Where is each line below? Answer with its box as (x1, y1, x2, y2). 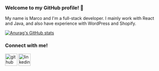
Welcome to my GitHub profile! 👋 (5, 4, 84, 11)
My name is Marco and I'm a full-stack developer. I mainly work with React (5, 16, 155, 21)
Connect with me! (5, 42, 48, 49)
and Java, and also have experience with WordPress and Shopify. (5, 20, 137, 26)
